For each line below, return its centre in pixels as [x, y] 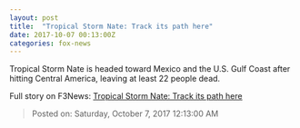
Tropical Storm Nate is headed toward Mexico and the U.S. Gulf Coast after [150, 69]
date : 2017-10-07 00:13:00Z [63, 34]
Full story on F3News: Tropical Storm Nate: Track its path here [126, 96]
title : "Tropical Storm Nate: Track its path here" [111, 26]
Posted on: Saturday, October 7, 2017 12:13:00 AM [125, 113]
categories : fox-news [50, 43]
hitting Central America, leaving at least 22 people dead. [115, 79]
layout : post [34, 18]
